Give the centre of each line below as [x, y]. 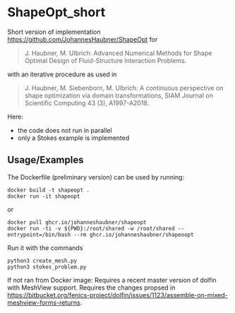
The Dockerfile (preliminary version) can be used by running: [96, 177]
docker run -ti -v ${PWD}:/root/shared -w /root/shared [91, 228]
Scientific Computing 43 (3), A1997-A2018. [87, 102]
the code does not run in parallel [65, 130]
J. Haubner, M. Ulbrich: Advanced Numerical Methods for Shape [118, 53]
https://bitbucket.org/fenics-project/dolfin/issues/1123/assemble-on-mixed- [117, 295]
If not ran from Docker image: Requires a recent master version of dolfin [112, 280]
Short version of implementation [54, 32]
